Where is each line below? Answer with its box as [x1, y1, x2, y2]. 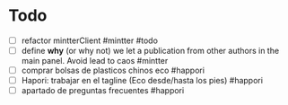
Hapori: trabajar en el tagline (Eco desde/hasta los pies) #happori [21, 75, 264, 86]
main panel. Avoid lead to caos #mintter [21, 56, 169, 66]
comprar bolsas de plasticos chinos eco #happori [21, 65, 205, 76]
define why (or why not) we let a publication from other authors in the [21, 46, 280, 56]
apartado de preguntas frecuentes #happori [21, 85, 185, 96]
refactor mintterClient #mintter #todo [21, 35, 159, 46]
